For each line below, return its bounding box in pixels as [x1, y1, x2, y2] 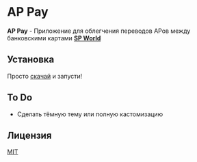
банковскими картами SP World [7, 33, 101, 42]
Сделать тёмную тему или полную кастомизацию [16, 110, 163, 118]
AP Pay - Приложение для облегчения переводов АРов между [7, 27, 191, 35]
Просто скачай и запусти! [7, 72, 83, 80]
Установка [7, 54, 55, 66]
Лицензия [7, 129, 52, 141]
